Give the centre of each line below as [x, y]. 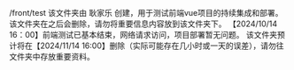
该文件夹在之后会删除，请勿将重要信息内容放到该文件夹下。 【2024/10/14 [143, 24]
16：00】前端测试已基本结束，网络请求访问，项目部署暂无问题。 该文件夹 [143, 35]
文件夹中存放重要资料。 [52, 56]
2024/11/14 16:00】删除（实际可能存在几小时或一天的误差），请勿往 [162, 45]
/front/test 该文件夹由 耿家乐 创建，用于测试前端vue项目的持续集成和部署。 [146, 13]
